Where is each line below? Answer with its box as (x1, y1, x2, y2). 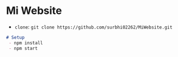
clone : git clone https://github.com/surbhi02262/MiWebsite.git (14, 23, 173, 30)
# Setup (6, 34, 25, 40)
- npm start (8, 45, 38, 51)
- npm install (8, 40, 43, 46)
